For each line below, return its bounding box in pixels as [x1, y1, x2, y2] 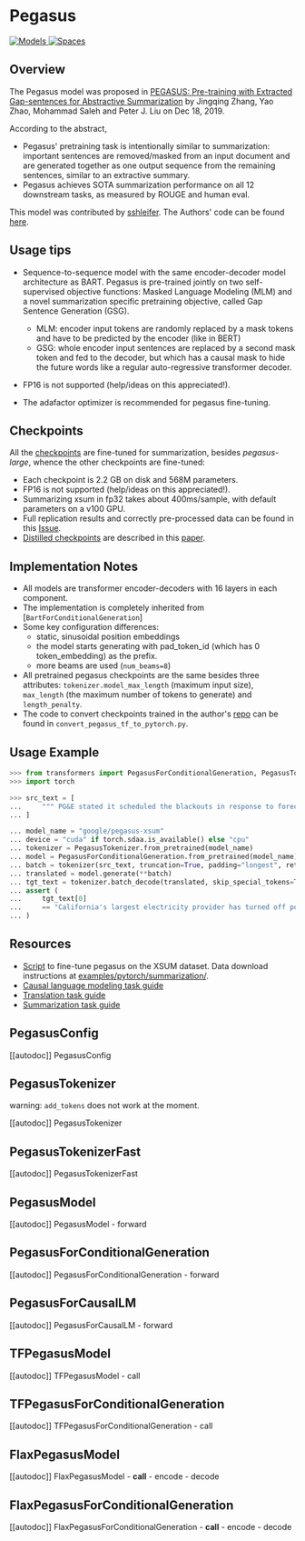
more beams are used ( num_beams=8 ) [35, 660, 172, 671]
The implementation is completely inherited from [22, 602, 205, 614]
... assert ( [9, 886, 59, 896]
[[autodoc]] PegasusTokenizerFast [9, 1168, 139, 1179]
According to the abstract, [9, 123, 107, 134]
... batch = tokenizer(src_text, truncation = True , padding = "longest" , [9, 860, 282, 869]
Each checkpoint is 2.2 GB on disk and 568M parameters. [22, 475, 239, 485]
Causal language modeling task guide [22, 979, 164, 991]
